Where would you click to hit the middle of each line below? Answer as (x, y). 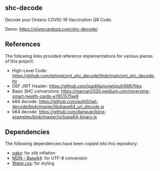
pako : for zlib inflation (34, 153)
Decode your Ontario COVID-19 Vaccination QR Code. (59, 19)
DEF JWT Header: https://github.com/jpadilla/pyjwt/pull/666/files (77, 86)
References (23, 44)
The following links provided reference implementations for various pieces (79, 56)
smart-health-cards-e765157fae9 (45, 96)
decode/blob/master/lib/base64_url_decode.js (58, 107)
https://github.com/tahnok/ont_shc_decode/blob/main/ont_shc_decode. (83, 76)
